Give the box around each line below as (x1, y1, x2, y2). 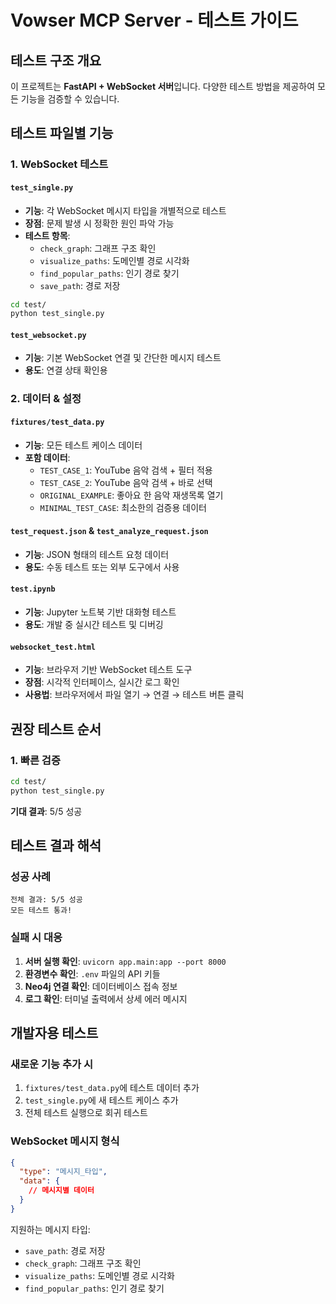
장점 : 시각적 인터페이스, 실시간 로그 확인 (24, 676, 180, 688)
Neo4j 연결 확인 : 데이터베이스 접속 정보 (24, 980, 178, 992)
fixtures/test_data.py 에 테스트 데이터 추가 (24, 1082, 200, 1094)
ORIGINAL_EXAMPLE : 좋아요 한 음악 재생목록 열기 (39, 489, 224, 501)
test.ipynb (10, 584, 56, 595)
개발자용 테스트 (10, 1025, 99, 1042)
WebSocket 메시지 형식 (10, 1134, 120, 1148)
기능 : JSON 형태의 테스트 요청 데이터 (24, 548, 170, 560)
